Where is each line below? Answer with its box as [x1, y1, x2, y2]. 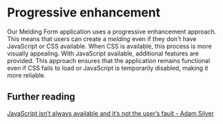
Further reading [7, 91, 75, 103]
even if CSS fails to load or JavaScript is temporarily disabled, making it [7, 64, 209, 72]
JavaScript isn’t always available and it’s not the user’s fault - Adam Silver [7, 109, 214, 117]
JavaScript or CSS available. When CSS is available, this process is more [7, 42, 212, 50]
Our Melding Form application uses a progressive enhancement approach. [7, 27, 217, 36]
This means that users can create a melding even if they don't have [7, 34, 197, 42]
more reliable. [7, 71, 46, 79]
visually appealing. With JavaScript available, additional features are [7, 49, 200, 58]
